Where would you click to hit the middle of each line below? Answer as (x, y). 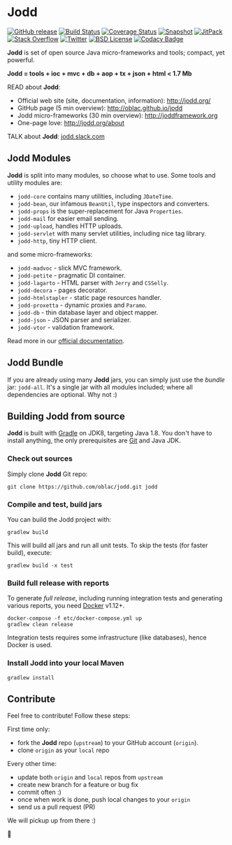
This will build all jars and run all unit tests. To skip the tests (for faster (108, 545)
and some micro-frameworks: (50, 254)
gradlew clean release (40, 625)
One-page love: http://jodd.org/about (71, 122)
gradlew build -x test (40, 565)
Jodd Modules (39, 158)
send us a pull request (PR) (56, 807)
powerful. (21, 59)
